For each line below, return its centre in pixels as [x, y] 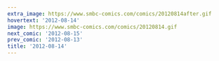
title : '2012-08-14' [38, 46]
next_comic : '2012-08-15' [45, 33]
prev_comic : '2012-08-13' [45, 40]
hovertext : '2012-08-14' [44, 20]
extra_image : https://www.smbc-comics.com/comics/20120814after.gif [109, 14]
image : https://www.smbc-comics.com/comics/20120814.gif [92, 27]
